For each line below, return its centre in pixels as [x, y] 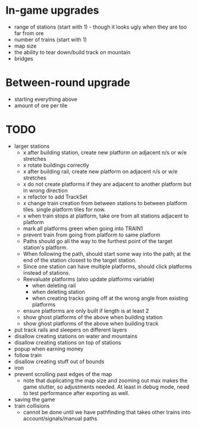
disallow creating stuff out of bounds [59, 361]
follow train [28, 355]
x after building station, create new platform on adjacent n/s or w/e [105, 152]
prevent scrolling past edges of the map [63, 374]
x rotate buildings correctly [56, 165]
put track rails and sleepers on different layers [70, 330]
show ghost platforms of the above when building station [93, 317]
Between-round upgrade [68, 83]
